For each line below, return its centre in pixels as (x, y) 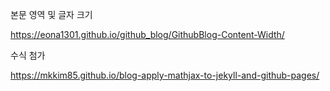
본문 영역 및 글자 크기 (51, 14)
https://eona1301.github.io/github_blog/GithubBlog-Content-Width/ (147, 34)
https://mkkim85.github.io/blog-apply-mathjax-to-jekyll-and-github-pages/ (165, 75)
